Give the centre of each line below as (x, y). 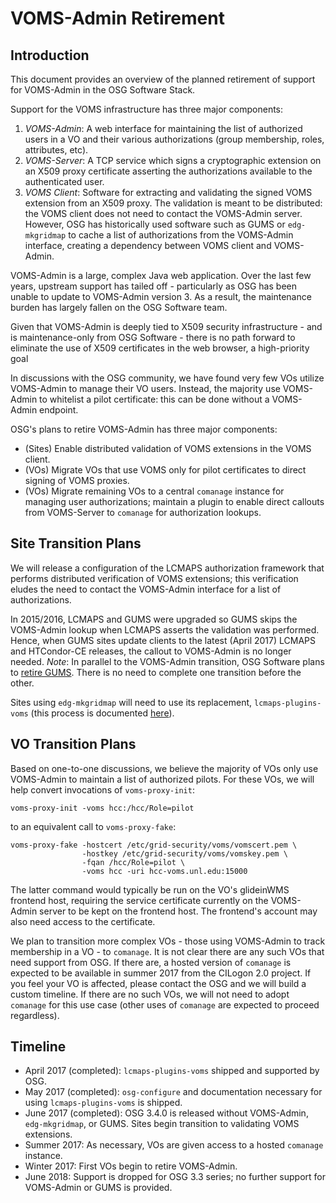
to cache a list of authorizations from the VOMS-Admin (181, 235)
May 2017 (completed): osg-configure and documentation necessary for (173, 1092)
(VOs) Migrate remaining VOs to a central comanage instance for (154, 491)
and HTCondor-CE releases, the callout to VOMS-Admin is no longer (151, 651)
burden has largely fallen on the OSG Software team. (119, 307)
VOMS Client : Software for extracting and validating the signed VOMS (168, 192)
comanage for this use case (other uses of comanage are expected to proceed (165, 1004)
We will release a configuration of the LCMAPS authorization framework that (167, 568)
